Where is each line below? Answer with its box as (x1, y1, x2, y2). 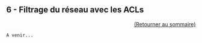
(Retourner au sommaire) (133, 20, 196, 27)
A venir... (6, 32, 34, 38)
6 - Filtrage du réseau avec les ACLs (6, 5, 144, 15)
